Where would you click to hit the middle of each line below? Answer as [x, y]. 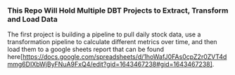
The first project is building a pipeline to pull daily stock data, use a [104, 34]
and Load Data [32, 19]
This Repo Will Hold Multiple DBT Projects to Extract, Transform [118, 11]
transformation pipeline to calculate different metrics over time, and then [112, 42]
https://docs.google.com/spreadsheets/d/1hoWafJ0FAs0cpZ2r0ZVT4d [125, 57]
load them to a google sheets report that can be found [85, 49]
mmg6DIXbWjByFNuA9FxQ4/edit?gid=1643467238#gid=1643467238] [110, 64]
